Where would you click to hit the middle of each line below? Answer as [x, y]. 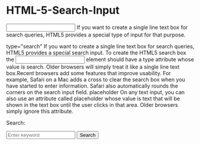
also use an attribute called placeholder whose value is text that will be [93, 98]
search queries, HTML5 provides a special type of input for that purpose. [96, 35]
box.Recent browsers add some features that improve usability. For [89, 73]
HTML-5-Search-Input [63, 10]
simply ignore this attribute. [40, 111]
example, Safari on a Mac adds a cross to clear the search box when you [96, 79]
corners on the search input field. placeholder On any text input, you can [96, 92]
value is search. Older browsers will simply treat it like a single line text [93, 67]
